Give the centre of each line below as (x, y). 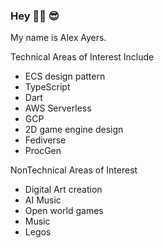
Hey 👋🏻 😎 (35, 16)
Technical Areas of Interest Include (82, 57)
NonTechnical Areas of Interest (74, 170)
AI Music (43, 200)
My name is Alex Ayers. (58, 38)
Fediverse (45, 140)
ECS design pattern (65, 76)
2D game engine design (74, 130)
